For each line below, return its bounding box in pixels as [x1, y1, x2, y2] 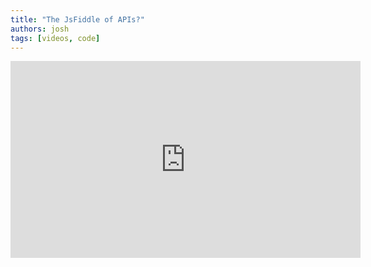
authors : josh [10, 24, 70, 34]
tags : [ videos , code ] [10, 33, 101, 43]
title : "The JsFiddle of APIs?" [10, 14, 145, 25]
